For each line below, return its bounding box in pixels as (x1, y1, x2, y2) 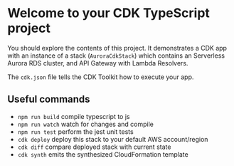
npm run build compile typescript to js (17, 112, 130, 120)
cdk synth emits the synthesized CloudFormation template (17, 150, 188, 158)
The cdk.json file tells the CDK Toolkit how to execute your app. (7, 73, 194, 81)
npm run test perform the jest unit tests (17, 127, 134, 136)
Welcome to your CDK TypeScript (7, 5, 210, 21)
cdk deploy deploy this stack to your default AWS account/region (17, 135, 208, 143)
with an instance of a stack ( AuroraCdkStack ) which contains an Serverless (7, 51, 225, 60)
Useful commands (7, 93, 90, 105)
